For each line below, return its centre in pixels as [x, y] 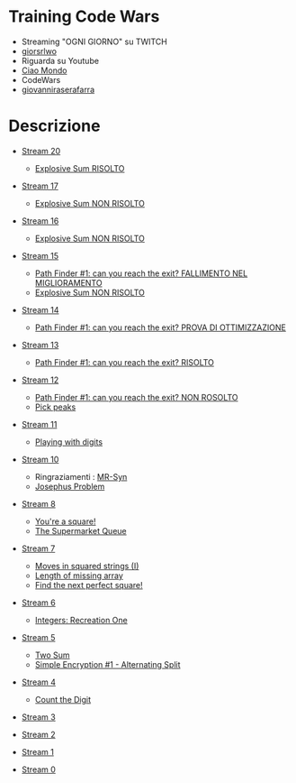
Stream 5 [38, 637]
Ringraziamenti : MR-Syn [81, 476]
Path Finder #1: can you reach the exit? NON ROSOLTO [136, 397]
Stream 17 [40, 186]
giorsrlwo [39, 51]
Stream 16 [40, 221]
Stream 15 [40, 255]
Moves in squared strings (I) [87, 566]
